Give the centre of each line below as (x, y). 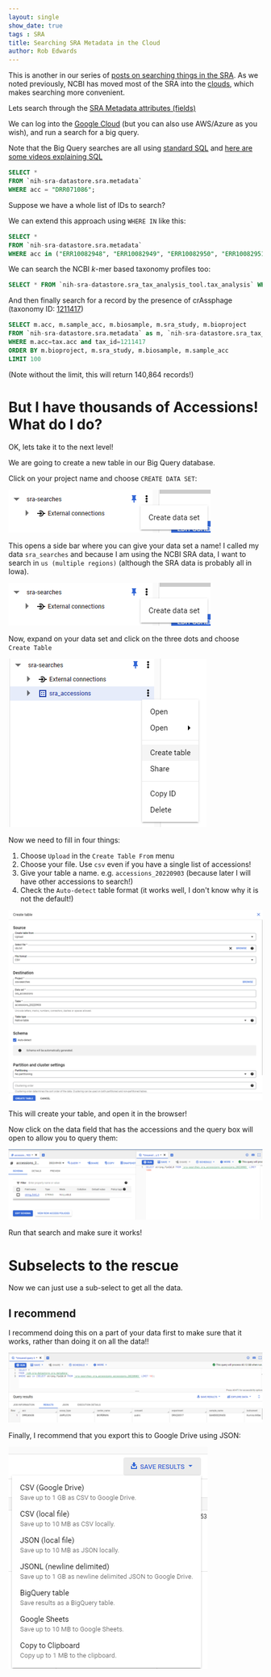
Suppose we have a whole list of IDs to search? (87, 205)
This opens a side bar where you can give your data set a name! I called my (134, 546)
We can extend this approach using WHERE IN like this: (97, 221)
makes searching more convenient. (67, 92)
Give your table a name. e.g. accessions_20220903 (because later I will (135, 872)
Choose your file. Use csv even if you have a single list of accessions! (135, 864)
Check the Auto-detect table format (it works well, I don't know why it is (140, 889)
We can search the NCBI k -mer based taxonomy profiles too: (110, 269)
